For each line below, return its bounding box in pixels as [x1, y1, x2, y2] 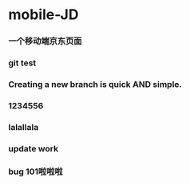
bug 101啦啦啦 [8, 166, 63, 177]
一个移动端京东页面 [8, 36, 82, 47]
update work [8, 143, 58, 154]
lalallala [8, 121, 39, 132]
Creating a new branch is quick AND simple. [8, 78, 182, 89]
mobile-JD [8, 6, 79, 24]
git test [8, 57, 37, 69]
